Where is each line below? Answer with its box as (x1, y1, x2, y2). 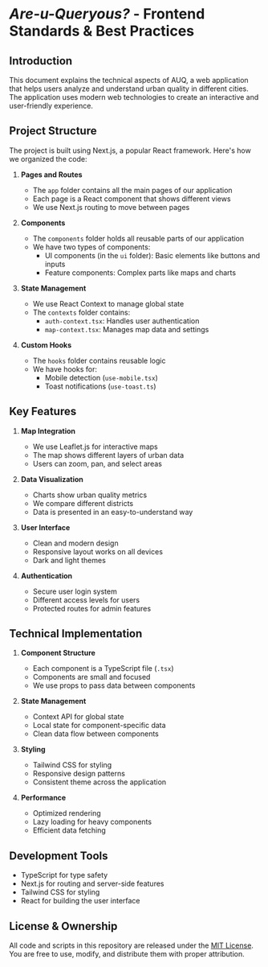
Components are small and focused (32, 673, 151, 682)
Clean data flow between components (32, 729, 159, 739)
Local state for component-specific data (32, 721, 167, 730)
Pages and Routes (20, 170, 83, 179)
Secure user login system (32, 586, 117, 596)
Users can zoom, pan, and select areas (32, 459, 163, 468)
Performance (20, 793, 67, 803)
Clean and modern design (32, 538, 119, 548)
